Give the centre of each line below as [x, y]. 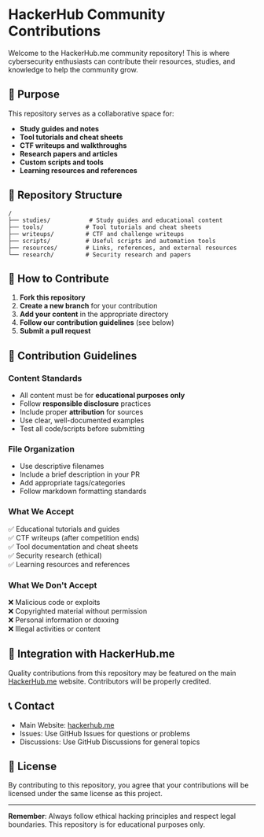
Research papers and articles [68, 153]
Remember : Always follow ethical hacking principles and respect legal [122, 817]
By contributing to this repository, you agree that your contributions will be [128, 785]
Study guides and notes [59, 128]
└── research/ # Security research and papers [100, 254]
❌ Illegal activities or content [54, 629]
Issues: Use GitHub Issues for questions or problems [105, 733]
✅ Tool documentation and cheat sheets [73, 546]
